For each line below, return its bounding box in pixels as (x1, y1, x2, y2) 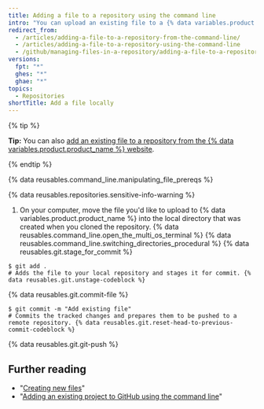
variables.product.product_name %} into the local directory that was (19, 214, 241, 223)
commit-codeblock (8, 326, 65, 334)
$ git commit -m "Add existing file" (8, 305, 132, 313)
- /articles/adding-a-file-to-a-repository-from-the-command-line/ (15, 33, 241, 42)
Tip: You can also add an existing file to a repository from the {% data (8, 136, 234, 146)
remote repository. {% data (8, 319, 101, 327)
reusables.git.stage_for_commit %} (19, 247, 134, 256)
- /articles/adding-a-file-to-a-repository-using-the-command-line (15, 41, 241, 49)
